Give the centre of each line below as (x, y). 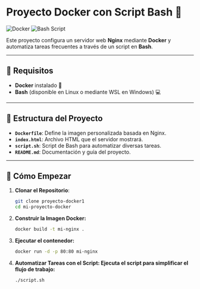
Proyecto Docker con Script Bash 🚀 (94, 12)
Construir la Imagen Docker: (50, 218)
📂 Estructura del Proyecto (54, 119)
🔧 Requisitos (30, 71)
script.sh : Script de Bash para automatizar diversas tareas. (88, 145)
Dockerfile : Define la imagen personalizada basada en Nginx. (90, 133)
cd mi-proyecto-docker (43, 207)
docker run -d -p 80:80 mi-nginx (56, 251)
